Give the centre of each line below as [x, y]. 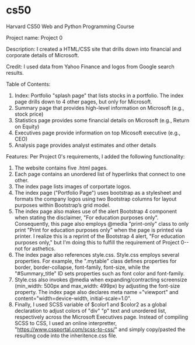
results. [15, 73]
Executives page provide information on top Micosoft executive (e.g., [97, 133]
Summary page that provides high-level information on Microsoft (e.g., [99, 108]
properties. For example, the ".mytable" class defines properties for [95, 261]
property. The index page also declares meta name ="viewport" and [96, 292]
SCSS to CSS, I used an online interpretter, [65, 323]
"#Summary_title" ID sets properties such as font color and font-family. [100, 273]
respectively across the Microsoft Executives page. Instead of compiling [101, 317]
